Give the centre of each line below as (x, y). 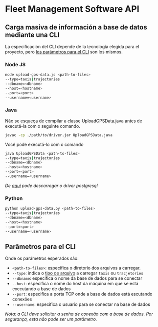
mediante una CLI (32, 35)
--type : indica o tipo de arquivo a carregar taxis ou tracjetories (78, 273)
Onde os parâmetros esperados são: (42, 258)
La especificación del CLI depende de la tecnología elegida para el (72, 47)
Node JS (15, 64)
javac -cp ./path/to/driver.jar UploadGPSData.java (59, 135)
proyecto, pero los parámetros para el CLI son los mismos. (64, 52)
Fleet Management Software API (72, 9)
